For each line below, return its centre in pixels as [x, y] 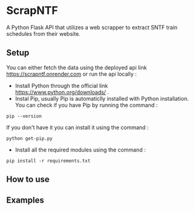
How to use [28, 179]
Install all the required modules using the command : [80, 150]
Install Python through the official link [61, 85]
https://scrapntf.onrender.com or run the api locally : [72, 74]
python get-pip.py [29, 138]
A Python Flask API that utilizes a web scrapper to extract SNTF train [92, 27]
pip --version [24, 116]
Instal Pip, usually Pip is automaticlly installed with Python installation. [102, 98]
